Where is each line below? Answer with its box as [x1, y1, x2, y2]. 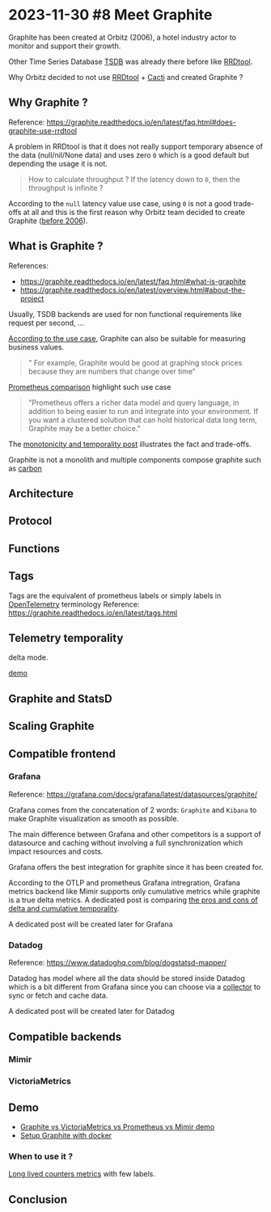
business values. [8, 342, 65, 352]
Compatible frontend [8, 746, 116, 761]
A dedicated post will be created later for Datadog [8, 1007, 176, 1016]
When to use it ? [8, 1151, 74, 1162]
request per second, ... [8, 318, 84, 327]
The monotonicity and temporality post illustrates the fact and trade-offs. [8, 439, 252, 449]
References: [8, 260, 49, 270]
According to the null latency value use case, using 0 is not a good [8, 198, 232, 208]
